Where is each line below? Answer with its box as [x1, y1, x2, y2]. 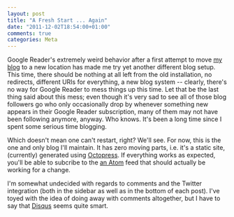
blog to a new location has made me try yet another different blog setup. [7, 63, 216, 71]
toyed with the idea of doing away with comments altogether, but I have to [7, 194, 221, 203]
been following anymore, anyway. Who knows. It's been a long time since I [7, 115, 222, 123]
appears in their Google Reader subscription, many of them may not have [7, 108, 219, 116]
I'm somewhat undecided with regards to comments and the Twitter [7, 179, 203, 188]
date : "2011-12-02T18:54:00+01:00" [7, 23, 111, 30]
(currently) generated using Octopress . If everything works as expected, [7, 151, 216, 160]
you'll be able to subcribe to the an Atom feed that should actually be [7, 158, 206, 167]
